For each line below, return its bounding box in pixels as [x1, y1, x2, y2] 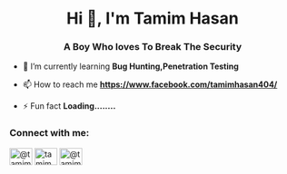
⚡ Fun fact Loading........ [22, 101, 116, 111]
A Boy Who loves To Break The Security [63, 41, 242, 53]
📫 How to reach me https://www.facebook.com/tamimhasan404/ [22, 79, 278, 90]
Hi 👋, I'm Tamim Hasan [66, 8, 239, 29]
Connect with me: [9, 127, 90, 140]
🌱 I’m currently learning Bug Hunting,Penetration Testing [22, 61, 239, 72]
